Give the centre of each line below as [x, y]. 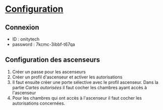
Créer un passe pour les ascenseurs [49, 72]
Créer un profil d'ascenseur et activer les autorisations [67, 77]
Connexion [22, 27]
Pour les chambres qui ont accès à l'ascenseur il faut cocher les [77, 98]
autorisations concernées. [39, 103]
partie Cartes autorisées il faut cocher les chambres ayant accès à [80, 87]
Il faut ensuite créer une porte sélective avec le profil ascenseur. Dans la [85, 82]
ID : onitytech [26, 39]
